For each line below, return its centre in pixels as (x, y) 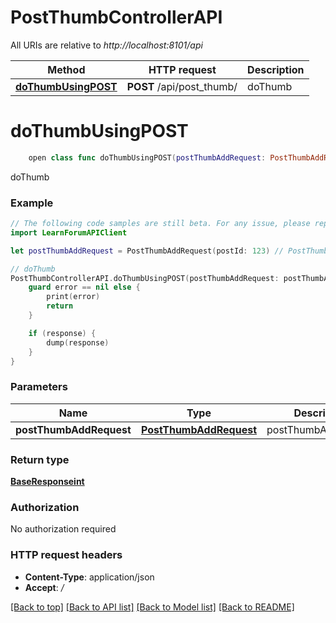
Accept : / (44, 587)
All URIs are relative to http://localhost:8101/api (106, 45)
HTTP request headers (66, 555)
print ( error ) (73, 297)
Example (32, 203)
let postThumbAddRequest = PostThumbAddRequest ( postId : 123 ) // (147, 251)
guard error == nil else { (84, 287)
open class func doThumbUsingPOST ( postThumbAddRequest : (147, 157)
